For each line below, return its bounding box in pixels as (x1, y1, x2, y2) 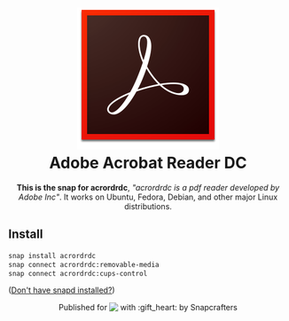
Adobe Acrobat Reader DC (49, 153, 247, 173)
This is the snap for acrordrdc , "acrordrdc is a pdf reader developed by (16, 182, 280, 192)
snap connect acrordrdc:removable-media (8, 260, 160, 269)
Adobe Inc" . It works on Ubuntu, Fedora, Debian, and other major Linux (18, 192, 278, 202)
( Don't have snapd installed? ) (8, 285, 116, 295)
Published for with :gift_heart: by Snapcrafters (58, 301, 238, 312)
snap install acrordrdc (8, 251, 97, 260)
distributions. (124, 200, 172, 211)
